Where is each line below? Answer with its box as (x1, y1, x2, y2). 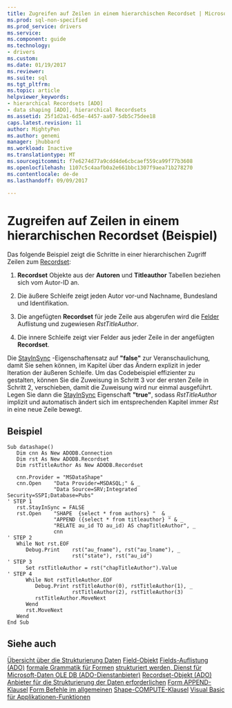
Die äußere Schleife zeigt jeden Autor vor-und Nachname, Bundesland (17, 291, 217, 300)
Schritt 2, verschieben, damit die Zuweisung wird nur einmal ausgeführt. (7, 383, 213, 392)
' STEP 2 (7, 535, 32, 542)
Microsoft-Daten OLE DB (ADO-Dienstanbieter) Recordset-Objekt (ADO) (7, 671, 212, 679)
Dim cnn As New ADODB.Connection (16, 450, 113, 457)
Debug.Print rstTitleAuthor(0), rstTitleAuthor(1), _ (35, 583, 193, 590)
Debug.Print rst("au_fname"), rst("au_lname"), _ (25, 546, 181, 553)
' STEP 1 (7, 498, 32, 505)
